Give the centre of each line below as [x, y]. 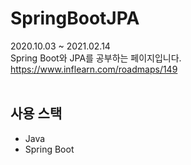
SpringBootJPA [75, 18]
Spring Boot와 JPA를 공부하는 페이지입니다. [96, 58]
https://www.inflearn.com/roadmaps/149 [94, 69]
